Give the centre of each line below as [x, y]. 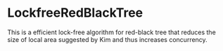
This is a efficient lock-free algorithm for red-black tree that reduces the [111, 32]
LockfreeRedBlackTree [75, 13]
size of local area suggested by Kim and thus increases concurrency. [107, 39]
